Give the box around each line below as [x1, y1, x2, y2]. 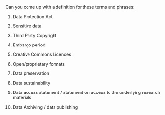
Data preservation [12, 70, 50, 76]
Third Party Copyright [12, 33, 57, 38]
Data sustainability [12, 80, 51, 86]
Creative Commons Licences [12, 51, 72, 57]
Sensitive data [12, 23, 42, 29]
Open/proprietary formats [12, 61, 65, 67]
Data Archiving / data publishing [12, 104, 78, 110]
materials [12, 95, 31, 100]
